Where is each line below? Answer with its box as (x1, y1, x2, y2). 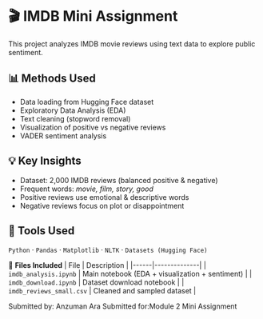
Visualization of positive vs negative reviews (19, 122, 166, 132)
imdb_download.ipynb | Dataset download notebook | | (8, 277, 185, 287)
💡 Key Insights (8, 154, 82, 168)
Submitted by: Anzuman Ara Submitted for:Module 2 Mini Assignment (8, 301, 237, 311)
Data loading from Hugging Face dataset (19, 97, 154, 106)
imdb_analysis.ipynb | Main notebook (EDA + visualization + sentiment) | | (8, 269, 253, 279)
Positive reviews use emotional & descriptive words (19, 192, 189, 201)
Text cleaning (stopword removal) (19, 114, 131, 123)
